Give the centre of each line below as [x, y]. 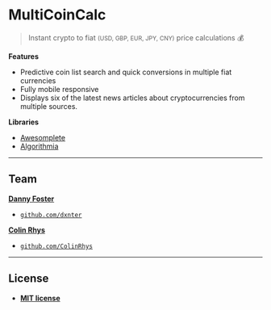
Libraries [23, 122]
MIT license [40, 298]
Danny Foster [31, 199]
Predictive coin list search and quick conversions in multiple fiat [126, 72]
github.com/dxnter [51, 215]
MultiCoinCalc [57, 15]
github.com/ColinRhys [56, 246]
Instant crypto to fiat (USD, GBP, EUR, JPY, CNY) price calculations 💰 [136, 37]
